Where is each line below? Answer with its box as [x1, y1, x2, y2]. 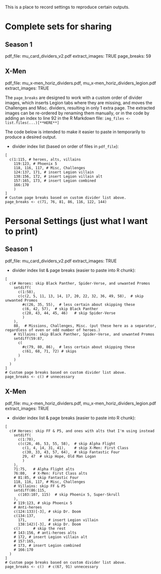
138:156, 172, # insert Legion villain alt [14, 174, 103, 179]
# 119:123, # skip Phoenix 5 [14, 500, 73, 506]
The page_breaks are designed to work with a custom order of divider [5, 95, 143, 100]
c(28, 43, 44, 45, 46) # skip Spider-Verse [22, 310, 116, 316]
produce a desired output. [5, 134, 57, 140]
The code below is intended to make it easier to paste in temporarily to [5, 128, 146, 135]
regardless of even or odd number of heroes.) [5, 327, 101, 333]
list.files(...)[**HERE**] [5, 120, 59, 125]
